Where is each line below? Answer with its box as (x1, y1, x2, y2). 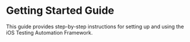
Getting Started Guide (6, 4, 115, 17)
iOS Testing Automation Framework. (6, 29, 93, 36)
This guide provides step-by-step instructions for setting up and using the (6, 23, 184, 30)
